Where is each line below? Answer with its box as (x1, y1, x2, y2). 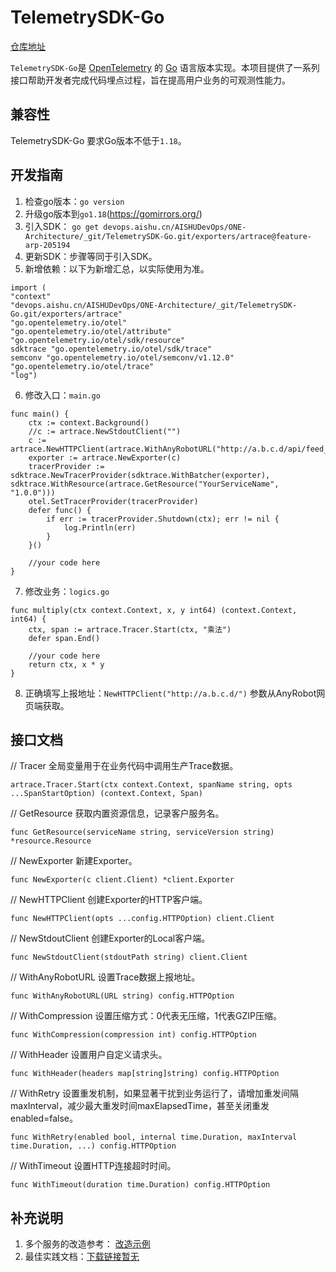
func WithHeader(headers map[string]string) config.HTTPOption (10, 1069, 280, 1079)
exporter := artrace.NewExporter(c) (28, 452, 182, 463)
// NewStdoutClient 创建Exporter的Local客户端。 (10, 932, 211, 945)
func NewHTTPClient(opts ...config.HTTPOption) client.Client (10, 914, 275, 924)
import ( (10, 282, 47, 293)
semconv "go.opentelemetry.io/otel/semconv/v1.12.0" (10, 352, 235, 363)
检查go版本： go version (24, 195, 125, 207)
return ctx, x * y (28, 659, 105, 670)
